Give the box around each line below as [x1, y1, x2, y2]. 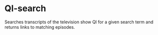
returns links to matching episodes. [4, 24, 75, 30]
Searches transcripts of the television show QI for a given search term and [4, 19, 154, 25]
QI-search [4, 3, 47, 14]
